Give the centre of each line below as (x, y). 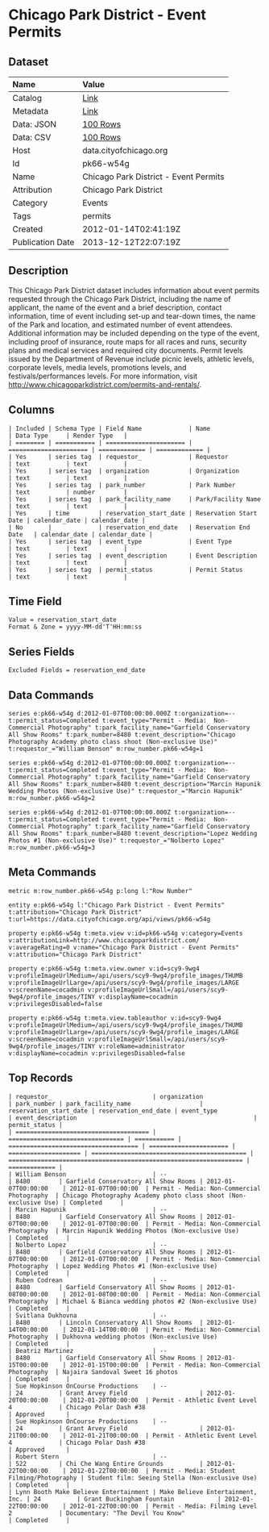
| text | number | (68, 492)
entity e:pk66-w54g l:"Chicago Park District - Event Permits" (117, 905)
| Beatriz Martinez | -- (88, 1350)
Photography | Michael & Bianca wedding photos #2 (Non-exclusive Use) (133, 1301)
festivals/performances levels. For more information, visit (103, 376)
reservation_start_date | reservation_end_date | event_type (113, 1111)
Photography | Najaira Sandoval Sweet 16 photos (93, 1372)
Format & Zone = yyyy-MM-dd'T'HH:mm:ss (75, 627)
